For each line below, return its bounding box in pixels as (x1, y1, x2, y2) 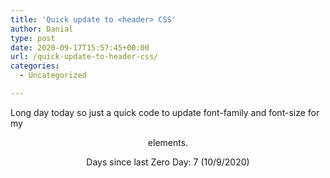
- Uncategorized (19, 71, 87, 81)
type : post (10, 33, 56, 43)
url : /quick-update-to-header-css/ (10, 52, 159, 62)
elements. (147, 136, 189, 148)
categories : (10, 61, 60, 71)
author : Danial (10, 24, 74, 34)
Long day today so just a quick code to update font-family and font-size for (10, 106, 320, 118)
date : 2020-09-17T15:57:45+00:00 (10, 42, 150, 53)
